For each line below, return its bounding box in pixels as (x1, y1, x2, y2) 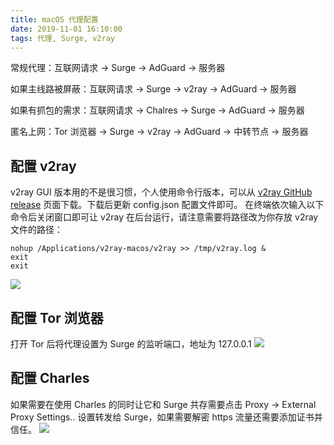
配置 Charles (10, 370, 90, 387)
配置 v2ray (10, 157, 77, 175)
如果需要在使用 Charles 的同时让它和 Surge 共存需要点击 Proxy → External (10, 398, 317, 410)
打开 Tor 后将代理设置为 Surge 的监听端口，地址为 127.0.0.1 (10, 338, 252, 350)
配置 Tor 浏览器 (10, 309, 104, 326)
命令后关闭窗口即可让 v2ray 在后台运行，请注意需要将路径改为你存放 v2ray (10, 211, 319, 223)
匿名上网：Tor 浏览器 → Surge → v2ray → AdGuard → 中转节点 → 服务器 (10, 126, 309, 138)
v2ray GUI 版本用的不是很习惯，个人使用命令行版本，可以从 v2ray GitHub (10, 186, 313, 198)
